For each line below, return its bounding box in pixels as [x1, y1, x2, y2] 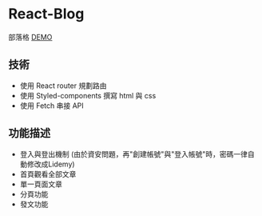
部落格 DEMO [8, 32, 53, 42]
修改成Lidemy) [26, 159, 75, 169]
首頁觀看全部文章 [19, 169, 77, 178]
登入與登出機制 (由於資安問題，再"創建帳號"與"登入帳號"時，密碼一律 [19, 149, 248, 158]
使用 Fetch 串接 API [19, 101, 84, 110]
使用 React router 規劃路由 [19, 81, 107, 90]
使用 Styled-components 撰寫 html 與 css [19, 90, 157, 100]
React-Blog [8, 5, 85, 23]
